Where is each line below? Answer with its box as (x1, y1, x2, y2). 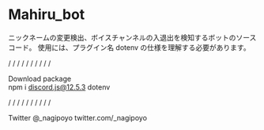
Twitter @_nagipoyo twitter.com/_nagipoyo (8, 113, 148, 122)
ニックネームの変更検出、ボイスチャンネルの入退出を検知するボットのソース (8, 32, 257, 42)
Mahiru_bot (8, 6, 85, 24)
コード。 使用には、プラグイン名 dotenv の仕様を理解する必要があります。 (8, 42, 251, 52)
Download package (8, 74, 72, 83)
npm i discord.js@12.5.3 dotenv (8, 82, 111, 92)
